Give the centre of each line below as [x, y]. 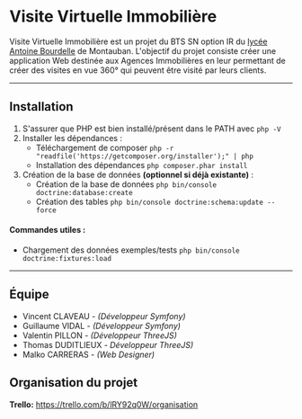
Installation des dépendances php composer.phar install [142, 165]
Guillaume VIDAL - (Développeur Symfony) [102, 325]
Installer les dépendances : [72, 138]
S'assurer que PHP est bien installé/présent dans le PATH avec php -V [151, 129]
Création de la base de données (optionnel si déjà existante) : [138, 174]
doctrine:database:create [84, 192]
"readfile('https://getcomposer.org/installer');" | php [145, 156]
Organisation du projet [74, 383]
